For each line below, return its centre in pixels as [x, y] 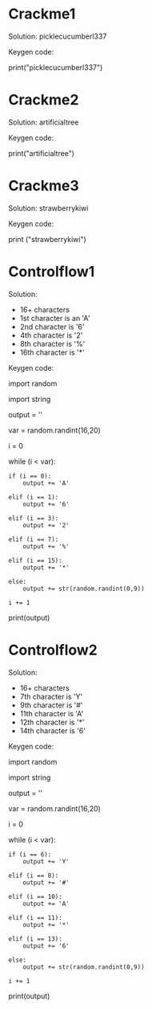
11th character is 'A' [52, 713]
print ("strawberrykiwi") [47, 239]
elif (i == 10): [35, 896]
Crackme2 [44, 100]
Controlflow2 [53, 650]
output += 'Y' [46, 861]
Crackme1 [42, 14]
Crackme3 [44, 186]
